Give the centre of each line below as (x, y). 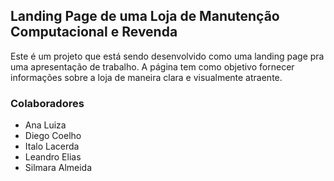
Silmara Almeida (58, 168)
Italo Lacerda (52, 146)
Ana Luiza (45, 125)
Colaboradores (47, 103)
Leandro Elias (53, 157)
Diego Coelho (53, 136)
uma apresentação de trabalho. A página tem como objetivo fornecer (152, 66)
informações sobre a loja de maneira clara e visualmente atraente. (146, 77)
